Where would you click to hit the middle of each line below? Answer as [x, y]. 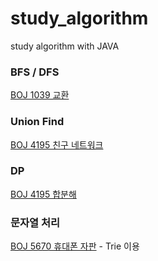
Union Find [37, 122]
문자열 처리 [35, 222]
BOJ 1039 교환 [40, 95]
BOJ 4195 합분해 [43, 194]
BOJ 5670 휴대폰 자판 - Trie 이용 [75, 246]
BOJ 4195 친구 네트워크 [57, 144]
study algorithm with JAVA [65, 46]
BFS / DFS [35, 72]
